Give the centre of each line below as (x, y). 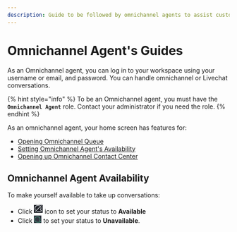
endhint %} (24, 114)
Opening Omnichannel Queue (61, 141)
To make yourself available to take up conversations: (84, 195)
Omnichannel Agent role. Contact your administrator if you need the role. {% (116, 106)
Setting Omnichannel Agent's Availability (77, 149)
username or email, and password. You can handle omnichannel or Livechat (117, 78)
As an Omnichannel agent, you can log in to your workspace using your (111, 70)
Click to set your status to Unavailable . (79, 221)
